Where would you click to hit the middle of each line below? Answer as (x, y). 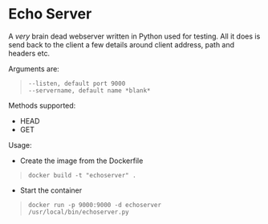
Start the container (51, 190)
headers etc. (29, 53)
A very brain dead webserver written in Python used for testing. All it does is (134, 36)
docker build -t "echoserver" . (82, 175)
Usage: (20, 145)
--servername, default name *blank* (89, 90)
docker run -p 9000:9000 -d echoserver (95, 205)
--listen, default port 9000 (77, 83)
